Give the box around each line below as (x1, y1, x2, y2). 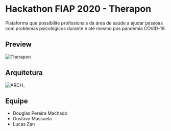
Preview (5, 40, 32, 49)
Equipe (5, 96, 28, 105)
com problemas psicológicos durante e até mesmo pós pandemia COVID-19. (5, 25, 166, 31)
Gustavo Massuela (12, 116, 52, 122)
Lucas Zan (12, 121, 35, 127)
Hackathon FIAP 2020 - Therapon (5, 3, 152, 15)
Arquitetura (5, 68, 43, 77)
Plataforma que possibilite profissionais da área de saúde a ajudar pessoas (5, 20, 163, 26)
